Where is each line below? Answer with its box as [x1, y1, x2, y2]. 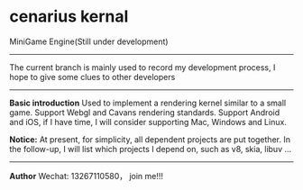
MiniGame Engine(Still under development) [9, 36, 169, 47]
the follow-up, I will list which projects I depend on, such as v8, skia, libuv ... [9, 143, 292, 154]
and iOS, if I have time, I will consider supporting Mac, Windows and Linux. [9, 116, 287, 127]
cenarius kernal [9, 6, 129, 27]
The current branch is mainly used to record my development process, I [9, 61, 276, 73]
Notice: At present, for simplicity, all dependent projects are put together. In [9, 133, 291, 145]
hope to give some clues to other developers [9, 71, 176, 82]
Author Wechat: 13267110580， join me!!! [9, 170, 164, 181]
